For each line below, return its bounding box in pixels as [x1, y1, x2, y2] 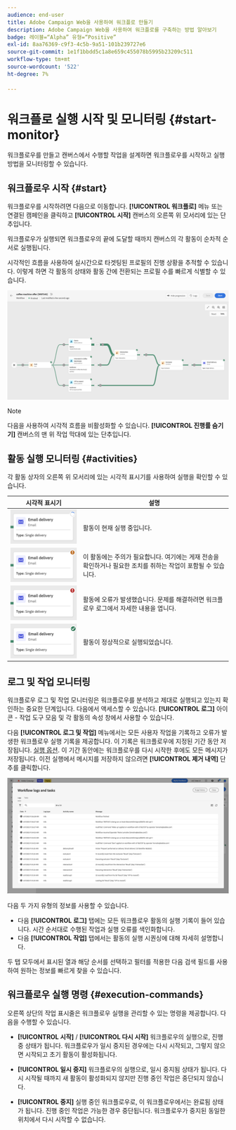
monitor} [7, 126, 60, 143]
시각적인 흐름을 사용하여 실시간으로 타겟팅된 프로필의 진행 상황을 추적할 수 [7, 259, 210, 267]
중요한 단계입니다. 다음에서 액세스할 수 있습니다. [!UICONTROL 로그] [25, 705, 216, 713]
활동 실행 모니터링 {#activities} [7, 453, 138, 465]
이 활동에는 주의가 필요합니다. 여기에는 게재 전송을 [83, 552, 219, 561]
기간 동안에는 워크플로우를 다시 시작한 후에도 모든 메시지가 [68, 746, 228, 755]
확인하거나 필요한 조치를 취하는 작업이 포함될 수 [83, 561, 212, 570]
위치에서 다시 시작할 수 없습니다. [17, 1115, 106, 1124]
